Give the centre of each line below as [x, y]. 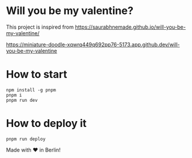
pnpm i [14, 95]
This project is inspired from [40, 27]
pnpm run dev [22, 100]
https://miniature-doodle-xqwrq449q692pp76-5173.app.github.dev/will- [93, 44]
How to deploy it [46, 123]
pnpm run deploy [26, 139]
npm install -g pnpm [31, 90]
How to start [37, 75]
